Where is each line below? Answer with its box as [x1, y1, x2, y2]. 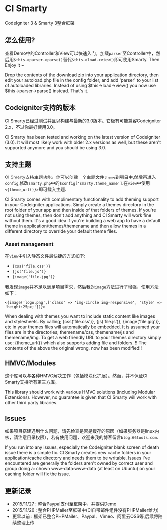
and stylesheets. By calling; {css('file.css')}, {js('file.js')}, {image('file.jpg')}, [5, 318, 161, 324]
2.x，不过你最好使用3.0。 [5, 124, 58, 130]
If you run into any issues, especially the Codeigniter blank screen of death [5, 444, 159, 450]
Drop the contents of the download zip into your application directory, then [5, 72, 159, 78]
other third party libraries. [5, 400, 58, 406]
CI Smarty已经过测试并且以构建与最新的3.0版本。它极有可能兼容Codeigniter [5, 118, 161, 124]
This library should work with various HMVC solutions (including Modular [5, 389, 156, 395]
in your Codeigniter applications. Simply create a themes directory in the [5, 202, 154, 208]
